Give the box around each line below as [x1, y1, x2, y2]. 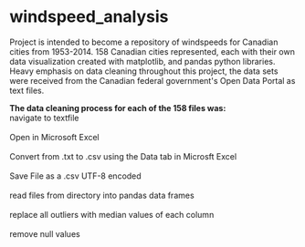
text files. [9, 85, 45, 96]
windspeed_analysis [9, 6, 169, 27]
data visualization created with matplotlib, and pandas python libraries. [9, 56, 276, 67]
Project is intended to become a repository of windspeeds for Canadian [9, 36, 279, 47]
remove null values [9, 228, 80, 239]
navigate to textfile [9, 112, 79, 123]
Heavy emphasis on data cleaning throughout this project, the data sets [9, 66, 279, 77]
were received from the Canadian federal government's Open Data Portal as [9, 75, 296, 86]
